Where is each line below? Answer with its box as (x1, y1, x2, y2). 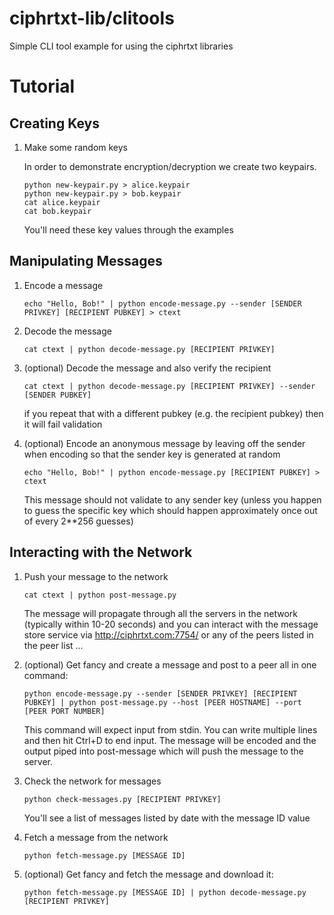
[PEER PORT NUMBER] (23, 706, 106, 716)
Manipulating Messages (9, 253, 163, 270)
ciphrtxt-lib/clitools (9, 7, 175, 30)
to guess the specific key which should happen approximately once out (23, 504, 318, 516)
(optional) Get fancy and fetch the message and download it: (23, 868, 274, 880)
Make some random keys (23, 141, 129, 153)
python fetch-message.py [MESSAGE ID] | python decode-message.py (23, 887, 307, 897)
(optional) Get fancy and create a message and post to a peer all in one (23, 658, 317, 671)
